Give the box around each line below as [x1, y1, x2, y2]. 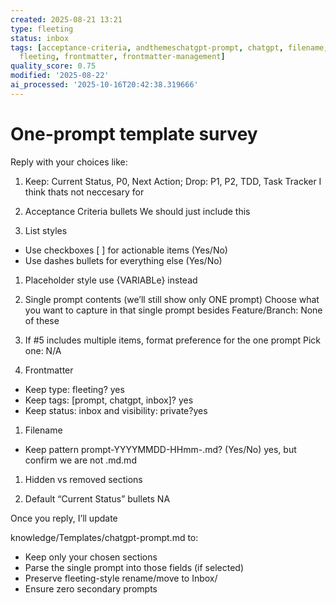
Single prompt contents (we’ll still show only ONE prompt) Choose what [24, 293, 320, 305]
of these [24, 314, 60, 326]
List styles [24, 224, 68, 236]
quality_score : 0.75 [10, 61, 97, 71]
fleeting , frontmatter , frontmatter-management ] [19, 52, 226, 62]
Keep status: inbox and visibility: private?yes [24, 404, 208, 416]
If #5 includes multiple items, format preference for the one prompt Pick [24, 334, 322, 346]
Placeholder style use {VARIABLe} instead [24, 274, 198, 286]
